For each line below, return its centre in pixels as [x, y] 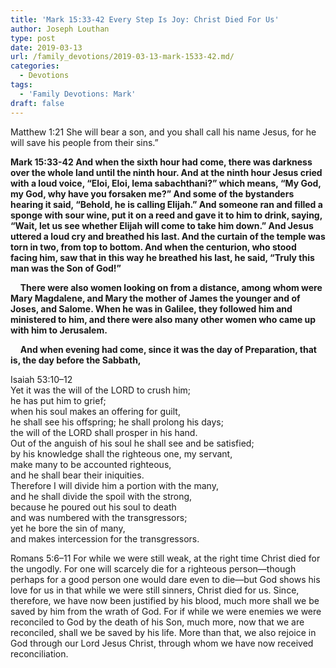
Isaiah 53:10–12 [41, 379]
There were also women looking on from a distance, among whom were [171, 287]
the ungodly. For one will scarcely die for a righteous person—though [153, 568]
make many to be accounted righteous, [91, 464]
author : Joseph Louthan [60, 29]
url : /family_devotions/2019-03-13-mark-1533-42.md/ [122, 57]
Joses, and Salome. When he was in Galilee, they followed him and [151, 308]
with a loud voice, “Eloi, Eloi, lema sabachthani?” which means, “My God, [166, 183]
